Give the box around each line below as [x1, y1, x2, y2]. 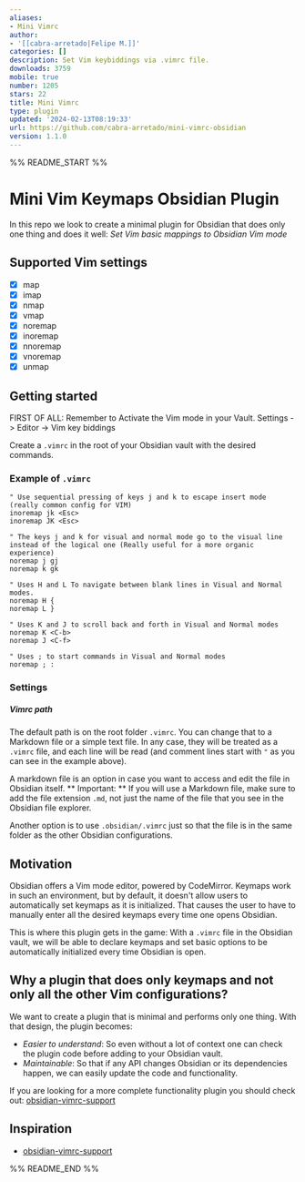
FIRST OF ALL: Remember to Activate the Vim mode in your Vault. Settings [9, 413, 289, 423]
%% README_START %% [9, 157, 107, 168]
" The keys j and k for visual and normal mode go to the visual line [9, 533, 283, 542]
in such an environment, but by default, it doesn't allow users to [9, 890, 249, 901]
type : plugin [9, 107, 59, 116]
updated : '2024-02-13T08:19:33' [9, 115, 132, 124]
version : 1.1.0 [9, 132, 67, 141]
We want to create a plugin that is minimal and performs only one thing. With [9, 1011, 297, 1022]
